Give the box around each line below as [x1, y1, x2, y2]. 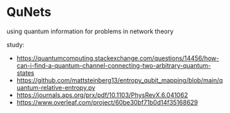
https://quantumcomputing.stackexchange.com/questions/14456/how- [16, 53, 220, 62]
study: [6, 40, 25, 49]
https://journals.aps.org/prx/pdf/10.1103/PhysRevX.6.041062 [16, 91, 188, 99]
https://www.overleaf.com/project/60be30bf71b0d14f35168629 [16, 98, 198, 106]
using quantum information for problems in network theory [6, 27, 174, 35]
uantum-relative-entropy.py [16, 83, 96, 92]
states [16, 69, 35, 77]
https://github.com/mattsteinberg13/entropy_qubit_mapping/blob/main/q [16, 76, 223, 84]
